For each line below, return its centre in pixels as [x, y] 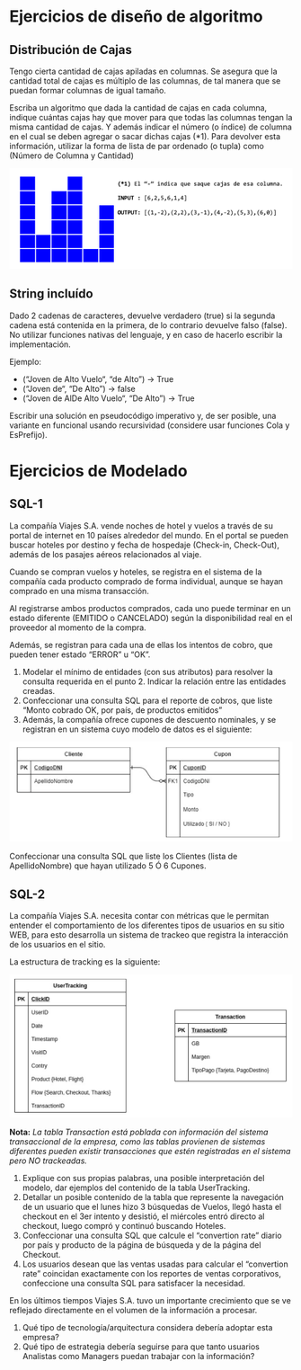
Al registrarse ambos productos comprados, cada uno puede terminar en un [150, 608]
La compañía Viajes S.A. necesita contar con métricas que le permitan [139, 916]
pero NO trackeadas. [49, 1161]
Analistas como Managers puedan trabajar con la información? [138, 1356]
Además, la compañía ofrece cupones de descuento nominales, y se [149, 719]
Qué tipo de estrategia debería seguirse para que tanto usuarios [141, 1347]
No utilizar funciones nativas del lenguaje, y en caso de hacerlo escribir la [146, 334]
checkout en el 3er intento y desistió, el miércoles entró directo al [143, 1216]
